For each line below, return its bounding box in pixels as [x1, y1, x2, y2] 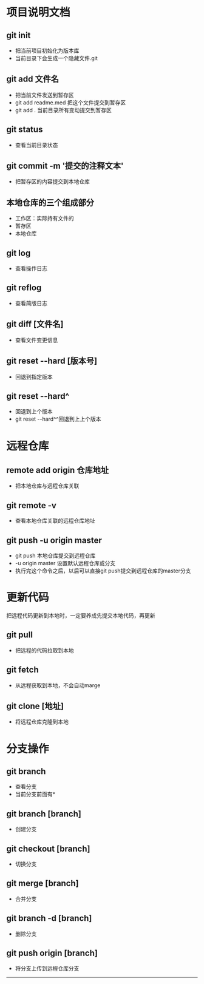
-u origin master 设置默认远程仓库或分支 [15, 559, 116, 566]
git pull [6, 629, 33, 640]
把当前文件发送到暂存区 [15, 91, 74, 98]
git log [6, 248, 31, 258]
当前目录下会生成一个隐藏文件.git [15, 55, 98, 61]
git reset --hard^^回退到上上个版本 [15, 415, 101, 422]
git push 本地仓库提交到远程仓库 [15, 552, 96, 559]
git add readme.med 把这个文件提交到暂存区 [15, 98, 126, 106]
